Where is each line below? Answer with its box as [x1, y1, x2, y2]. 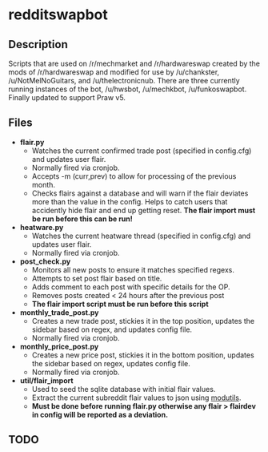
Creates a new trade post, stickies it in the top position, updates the [31, 316, 254, 325]
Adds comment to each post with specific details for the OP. [31, 282, 230, 292]
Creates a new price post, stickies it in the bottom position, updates [31, 350, 254, 360]
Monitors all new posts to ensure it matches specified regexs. [31, 264, 234, 274]
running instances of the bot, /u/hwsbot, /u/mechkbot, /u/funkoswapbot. [8, 84, 247, 94]
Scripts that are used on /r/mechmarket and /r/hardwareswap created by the [8, 59, 261, 68]
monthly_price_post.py [19, 341, 99, 351]
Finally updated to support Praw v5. [8, 93, 126, 102]
